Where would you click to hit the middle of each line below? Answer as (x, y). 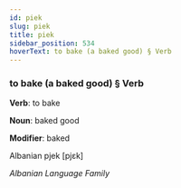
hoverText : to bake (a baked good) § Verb (90, 52)
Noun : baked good (44, 121)
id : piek (26, 18)
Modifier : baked (40, 138)
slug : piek (30, 26)
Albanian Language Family (60, 173)
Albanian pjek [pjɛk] (47, 156)
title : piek (32, 35)
